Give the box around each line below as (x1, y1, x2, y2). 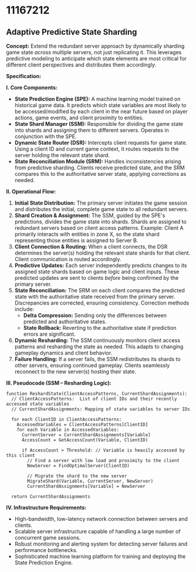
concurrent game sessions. (14, 534, 81, 541)
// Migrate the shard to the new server (27, 473, 127, 479)
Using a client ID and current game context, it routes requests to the (14, 145, 179, 152)
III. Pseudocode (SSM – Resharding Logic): (6, 380, 111, 386)
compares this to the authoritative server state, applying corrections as (14, 170, 187, 177)
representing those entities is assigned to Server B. (14, 237, 138, 244)
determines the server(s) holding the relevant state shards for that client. (14, 249, 191, 256)
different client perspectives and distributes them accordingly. (6, 61, 157, 68)
